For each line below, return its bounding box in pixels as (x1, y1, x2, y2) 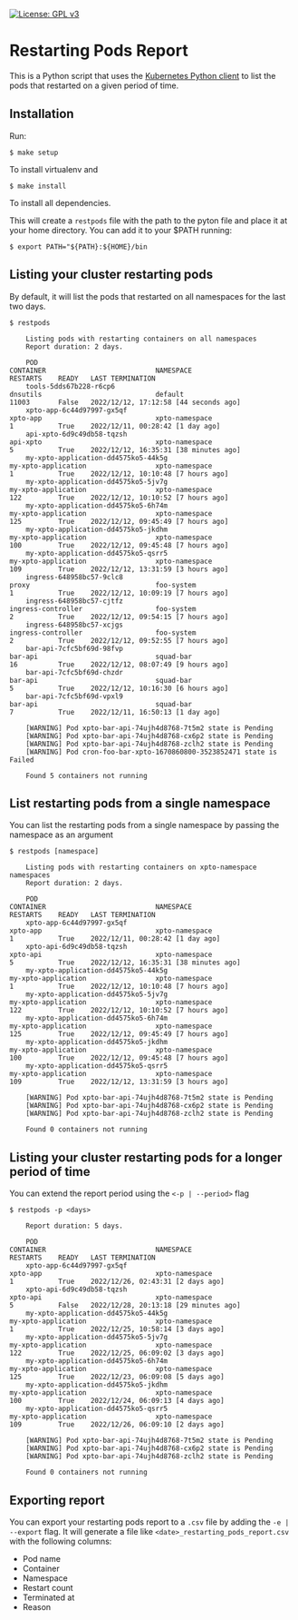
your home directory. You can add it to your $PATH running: (9, 224, 233, 235)
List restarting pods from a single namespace (9, 795, 271, 811)
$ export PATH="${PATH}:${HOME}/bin (9, 242, 148, 252)
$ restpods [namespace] (9, 847, 100, 856)
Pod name (22, 1554, 62, 1564)
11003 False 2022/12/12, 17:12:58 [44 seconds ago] (9, 398, 242, 407)
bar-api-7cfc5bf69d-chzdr (25, 667, 124, 677)
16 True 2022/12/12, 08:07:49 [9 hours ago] (9, 659, 229, 669)
